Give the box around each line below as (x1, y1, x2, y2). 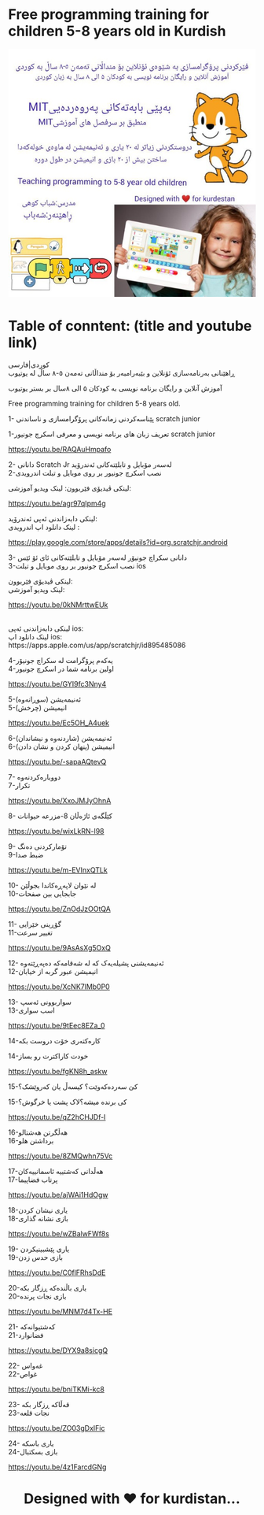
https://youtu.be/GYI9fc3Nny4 (8, 679, 107, 688)
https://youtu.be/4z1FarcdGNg (8, 1462, 107, 1472)
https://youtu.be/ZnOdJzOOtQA (8, 904, 112, 913)
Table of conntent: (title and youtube (8, 317, 252, 335)
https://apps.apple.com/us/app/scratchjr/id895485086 (8, 640, 186, 650)
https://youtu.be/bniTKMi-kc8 (8, 1384, 104, 1394)
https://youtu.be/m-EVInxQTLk (8, 865, 108, 875)
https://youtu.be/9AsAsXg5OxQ (8, 943, 112, 952)
